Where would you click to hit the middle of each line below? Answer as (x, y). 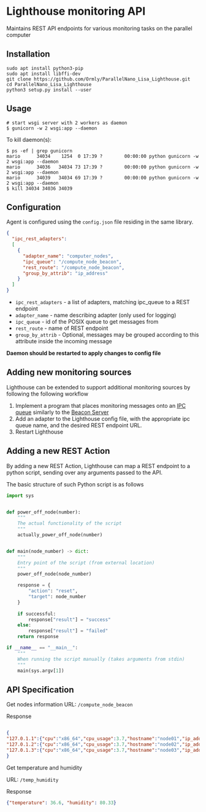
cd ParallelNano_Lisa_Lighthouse (49, 84)
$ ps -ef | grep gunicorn (39, 151)
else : (25, 625)
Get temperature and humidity (44, 767)
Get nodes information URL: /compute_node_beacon (70, 705)
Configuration (34, 207)
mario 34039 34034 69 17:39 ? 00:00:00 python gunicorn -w (103, 178)
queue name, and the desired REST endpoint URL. (78, 425)
